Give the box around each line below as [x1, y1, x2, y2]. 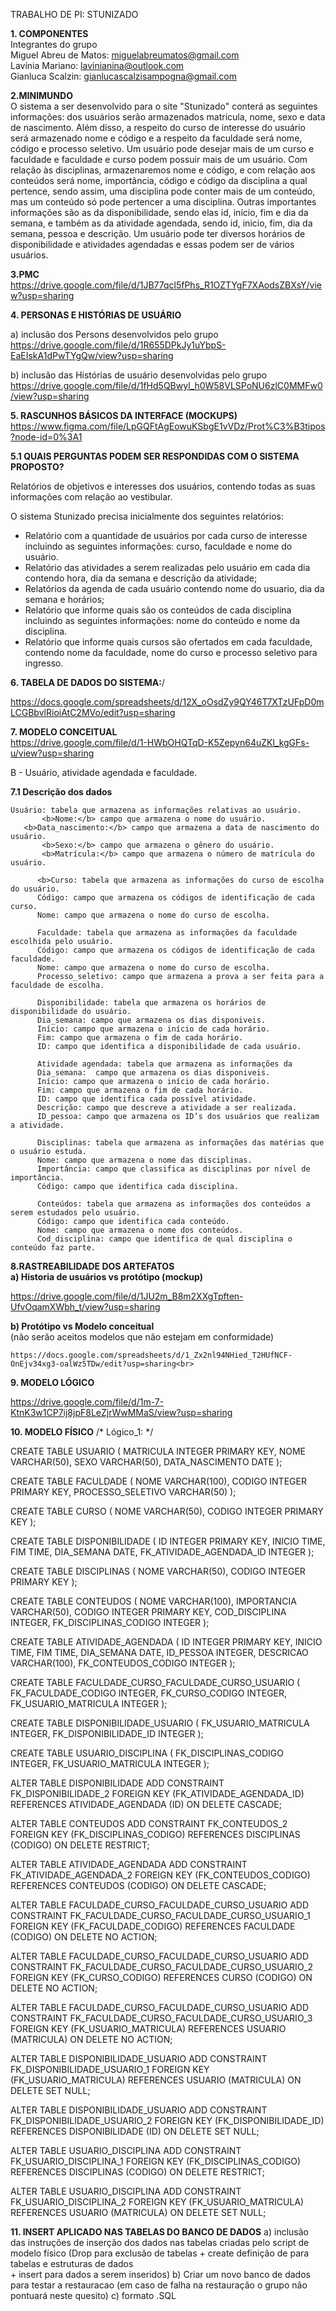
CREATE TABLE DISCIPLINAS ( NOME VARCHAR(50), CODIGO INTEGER [10, 1565, 306, 1577]
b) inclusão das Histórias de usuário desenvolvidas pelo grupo [10, 369, 268, 381]
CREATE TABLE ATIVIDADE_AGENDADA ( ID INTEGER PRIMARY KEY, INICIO [10, 1636, 323, 1648]
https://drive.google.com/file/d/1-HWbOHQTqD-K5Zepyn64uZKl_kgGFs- [10, 737, 310, 748]
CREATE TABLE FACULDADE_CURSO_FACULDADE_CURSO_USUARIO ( [10, 1677, 301, 1688]
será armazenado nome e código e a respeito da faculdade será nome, [10, 132, 303, 144]
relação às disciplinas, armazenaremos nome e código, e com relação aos [10, 164, 316, 176]
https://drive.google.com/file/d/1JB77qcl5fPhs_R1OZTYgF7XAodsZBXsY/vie [10, 279, 323, 291]
